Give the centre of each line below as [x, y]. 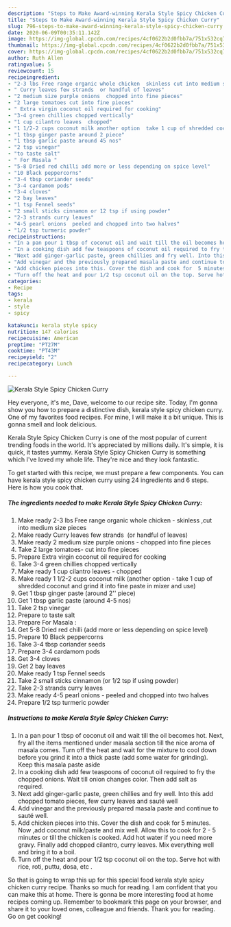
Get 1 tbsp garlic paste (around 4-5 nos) [74, 600]
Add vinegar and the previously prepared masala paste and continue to [118, 808]
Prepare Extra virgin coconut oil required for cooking [92, 557]
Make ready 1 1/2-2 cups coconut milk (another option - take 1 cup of [115, 578]
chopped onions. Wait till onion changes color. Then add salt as [107, 779]
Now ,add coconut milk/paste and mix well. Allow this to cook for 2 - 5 [117, 830]
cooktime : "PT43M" [34, 351]
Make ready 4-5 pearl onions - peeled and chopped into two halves [113, 695]
